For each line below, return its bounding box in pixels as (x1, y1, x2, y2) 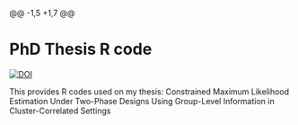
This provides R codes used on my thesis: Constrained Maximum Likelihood (9, 85, 290, 97)
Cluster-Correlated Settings (9, 105, 111, 116)
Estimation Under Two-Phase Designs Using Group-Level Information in (9, 95, 276, 106)
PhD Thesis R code (9, 40, 153, 59)
